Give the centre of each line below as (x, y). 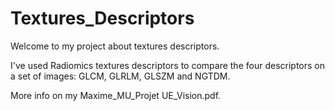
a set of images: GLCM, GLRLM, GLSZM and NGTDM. (120, 76)
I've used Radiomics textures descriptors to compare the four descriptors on (167, 65)
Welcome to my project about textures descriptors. (115, 46)
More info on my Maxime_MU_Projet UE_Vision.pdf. (116, 95)
